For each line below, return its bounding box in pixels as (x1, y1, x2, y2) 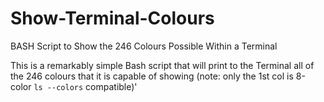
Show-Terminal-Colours (10, 7, 215, 30)
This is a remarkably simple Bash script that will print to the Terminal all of (10, 59, 315, 71)
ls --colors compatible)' (33, 80, 138, 92)
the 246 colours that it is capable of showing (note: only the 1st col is (10, 70, 294, 82)
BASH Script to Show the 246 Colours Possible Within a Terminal (10, 40, 278, 52)
